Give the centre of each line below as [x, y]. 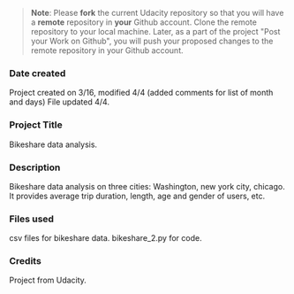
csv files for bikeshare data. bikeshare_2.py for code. [106, 238]
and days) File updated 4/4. [60, 102]
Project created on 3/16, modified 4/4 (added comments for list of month [141, 93]
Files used [32, 219]
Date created [38, 73]
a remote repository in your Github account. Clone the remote [144, 22]
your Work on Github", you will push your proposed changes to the [152, 41]
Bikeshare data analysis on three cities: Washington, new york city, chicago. [147, 186]
